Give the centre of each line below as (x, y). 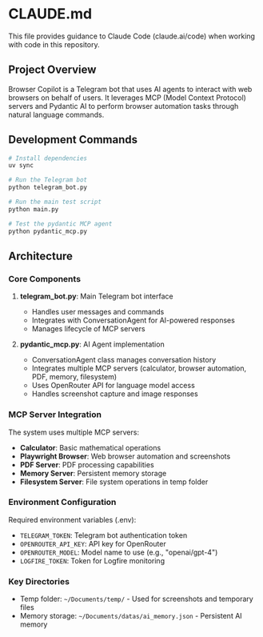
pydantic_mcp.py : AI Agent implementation (92, 344)
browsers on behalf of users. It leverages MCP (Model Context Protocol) (127, 98)
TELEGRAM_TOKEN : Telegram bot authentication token (104, 535)
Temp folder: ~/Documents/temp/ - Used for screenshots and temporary (136, 599)
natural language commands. (56, 114)
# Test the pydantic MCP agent (60, 224)
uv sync (21, 166)
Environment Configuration (62, 503)
